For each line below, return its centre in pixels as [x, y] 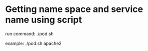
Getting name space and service [74, 9]
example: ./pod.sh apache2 [33, 43]
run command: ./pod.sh [29, 33]
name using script [44, 20]
